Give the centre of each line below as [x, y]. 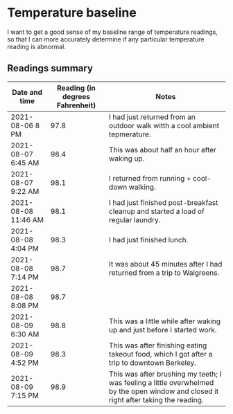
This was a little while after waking [164, 321]
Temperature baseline [72, 13]
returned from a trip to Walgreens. [164, 273]
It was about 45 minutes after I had [165, 264]
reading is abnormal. [36, 46]
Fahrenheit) [76, 105]
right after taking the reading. [156, 399]
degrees [76, 96]
